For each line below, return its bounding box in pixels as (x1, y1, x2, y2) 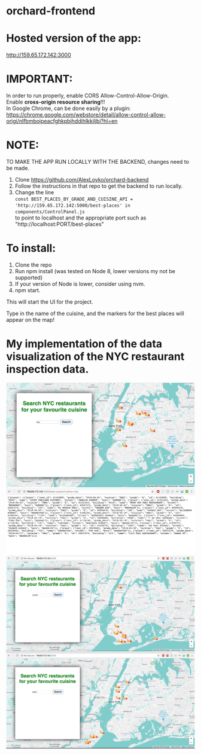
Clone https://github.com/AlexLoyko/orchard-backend (14, 176, 149, 183)
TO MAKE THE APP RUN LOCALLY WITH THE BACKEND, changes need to (6, 158, 190, 165)
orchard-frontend (6, 4, 96, 18)
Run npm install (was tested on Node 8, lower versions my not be (14, 267, 175, 274)
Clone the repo (14, 261, 52, 268)
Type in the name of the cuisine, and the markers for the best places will (6, 310, 184, 317)
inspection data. (6, 363, 89, 376)
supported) (14, 274, 43, 281)
